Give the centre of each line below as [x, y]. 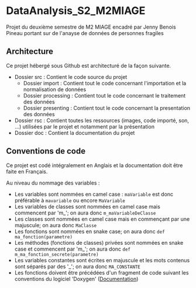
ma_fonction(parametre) [44, 237]
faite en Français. [27, 171]
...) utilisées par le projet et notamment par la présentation [85, 126]
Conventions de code [46, 151]
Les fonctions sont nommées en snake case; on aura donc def [90, 231]
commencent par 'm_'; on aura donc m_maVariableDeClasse [85, 213]
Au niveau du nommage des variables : [53, 183]
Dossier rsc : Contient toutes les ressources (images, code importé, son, [102, 120]
